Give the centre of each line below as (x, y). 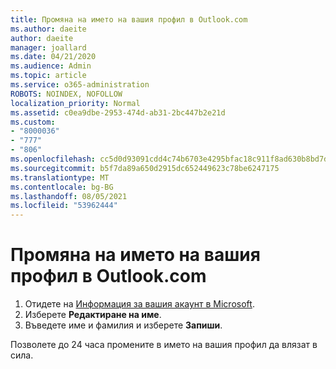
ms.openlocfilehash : (53, 159)
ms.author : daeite (48, 29)
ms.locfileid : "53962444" (64, 206)
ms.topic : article (48, 76)
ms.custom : (33, 122)
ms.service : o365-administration (80, 85)
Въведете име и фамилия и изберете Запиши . (123, 325)
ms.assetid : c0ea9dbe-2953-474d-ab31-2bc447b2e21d (118, 112)
